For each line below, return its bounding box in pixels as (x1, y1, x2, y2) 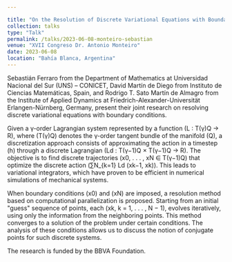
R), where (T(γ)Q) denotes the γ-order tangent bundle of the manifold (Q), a (7, 131, 223, 139)
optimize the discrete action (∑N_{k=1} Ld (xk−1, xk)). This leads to (7, 161, 197, 169)
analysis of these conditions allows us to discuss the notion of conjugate (7, 226, 214, 234)
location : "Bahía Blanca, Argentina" (7, 55, 116, 62)
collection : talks (7, 22, 60, 30)
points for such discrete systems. (7, 233, 102, 241)
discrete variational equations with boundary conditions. (7, 110, 167, 119)
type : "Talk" (7, 29, 45, 36)
